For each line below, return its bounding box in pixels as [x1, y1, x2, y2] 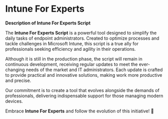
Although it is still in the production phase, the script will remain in [5, 55, 143, 62]
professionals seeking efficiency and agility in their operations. [5, 46, 136, 52]
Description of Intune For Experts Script [5, 20, 91, 26]
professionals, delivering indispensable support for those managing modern [5, 93, 163, 99]
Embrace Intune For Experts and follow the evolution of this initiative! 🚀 [5, 108, 154, 114]
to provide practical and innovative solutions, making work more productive [5, 72, 162, 78]
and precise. [5, 77, 31, 83]
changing [5, 67, 25, 73]
